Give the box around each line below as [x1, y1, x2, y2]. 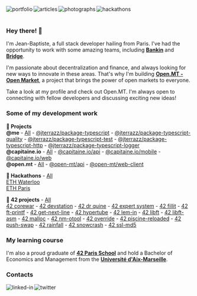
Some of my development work [6, 110, 98, 118]
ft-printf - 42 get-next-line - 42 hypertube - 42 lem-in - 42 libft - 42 [6, 208, 172, 215]
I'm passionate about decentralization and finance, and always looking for [6, 64, 186, 71]
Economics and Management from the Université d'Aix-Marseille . [6, 255, 168, 263]
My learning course [6, 236, 64, 244]
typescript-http [6, 141, 43, 149]
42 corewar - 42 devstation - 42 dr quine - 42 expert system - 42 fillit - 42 [6, 202, 188, 210]
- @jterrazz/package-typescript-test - [24, 135, 117, 142]
